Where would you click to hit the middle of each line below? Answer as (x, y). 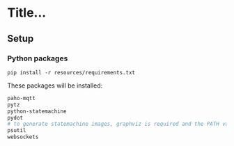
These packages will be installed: (55, 86)
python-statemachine (37, 111)
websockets (23, 137)
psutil (17, 131)
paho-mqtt (22, 98)
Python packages (38, 58)
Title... (27, 13)
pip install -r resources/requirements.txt (71, 72)
